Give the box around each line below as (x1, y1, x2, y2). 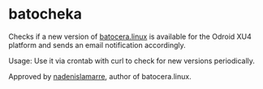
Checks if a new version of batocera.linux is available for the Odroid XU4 (8, 32, 252, 41)
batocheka (8, 5, 83, 23)
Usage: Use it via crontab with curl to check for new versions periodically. (8, 56, 256, 66)
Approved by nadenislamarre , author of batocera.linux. (8, 71, 192, 81)
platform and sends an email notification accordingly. (8, 40, 186, 49)
